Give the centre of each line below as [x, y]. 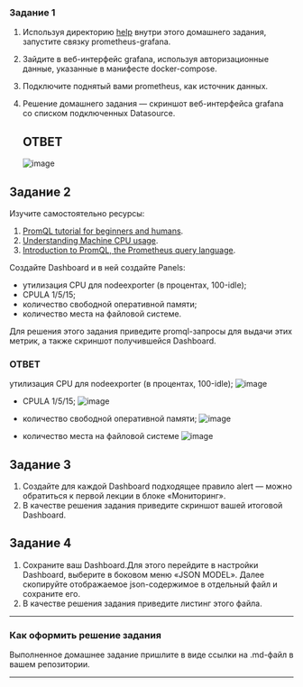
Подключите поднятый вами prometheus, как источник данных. [145, 87]
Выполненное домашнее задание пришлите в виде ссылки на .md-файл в [151, 655]
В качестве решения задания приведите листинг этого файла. [142, 603]
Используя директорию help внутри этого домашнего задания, [144, 32]
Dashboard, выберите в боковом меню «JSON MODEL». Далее [143, 574]
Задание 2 [40, 192]
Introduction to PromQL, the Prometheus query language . [129, 250]
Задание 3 [40, 465]
